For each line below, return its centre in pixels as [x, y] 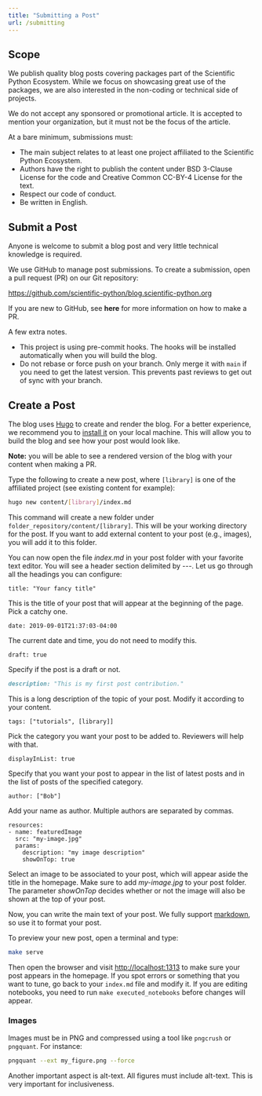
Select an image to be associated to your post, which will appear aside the [128, 874]
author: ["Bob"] [35, 796]
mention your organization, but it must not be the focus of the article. [120, 122]
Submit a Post [43, 227]
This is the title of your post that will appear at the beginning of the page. [126, 603]
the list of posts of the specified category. [76, 781]
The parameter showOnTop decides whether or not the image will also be [127, 890]
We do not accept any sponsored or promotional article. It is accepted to [125, 114]
